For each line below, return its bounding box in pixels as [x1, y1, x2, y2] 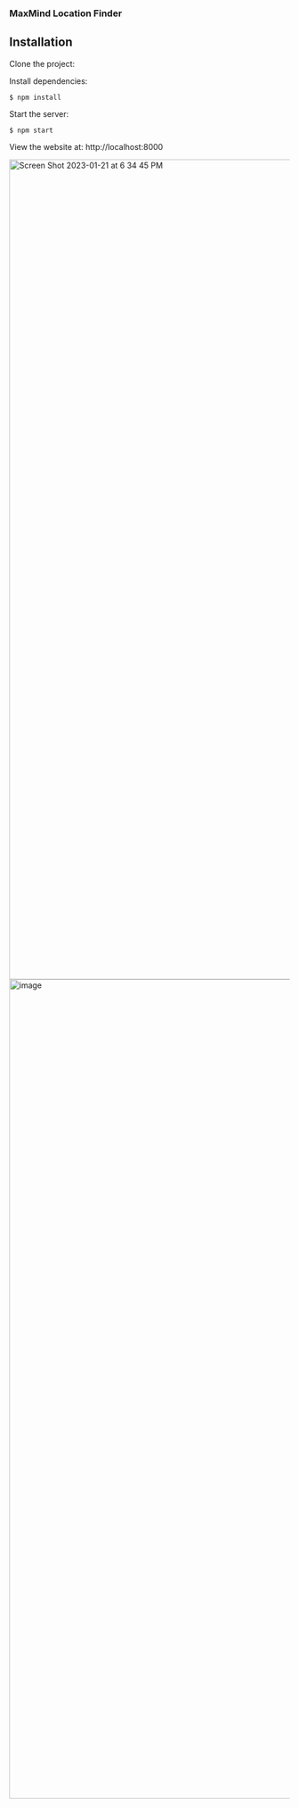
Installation [9, 35, 73, 50]
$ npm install [9, 93, 62, 102]
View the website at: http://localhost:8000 [9, 141, 164, 152]
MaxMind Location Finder [9, 7, 123, 20]
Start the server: [9, 108, 69, 119]
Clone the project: [9, 58, 76, 69]
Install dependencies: [9, 75, 88, 87]
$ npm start [9, 126, 53, 135]
